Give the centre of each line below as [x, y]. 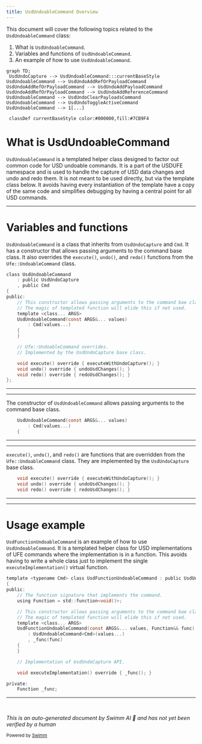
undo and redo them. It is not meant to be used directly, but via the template [100, 178]
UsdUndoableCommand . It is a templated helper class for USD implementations [99, 548]
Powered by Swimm [27, 736]
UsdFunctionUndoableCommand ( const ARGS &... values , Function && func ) [106, 629]
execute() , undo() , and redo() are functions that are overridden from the [96, 454]
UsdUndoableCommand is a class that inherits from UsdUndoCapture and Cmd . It [97, 244]
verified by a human [31, 725]
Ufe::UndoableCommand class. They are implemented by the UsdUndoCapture [98, 461]
